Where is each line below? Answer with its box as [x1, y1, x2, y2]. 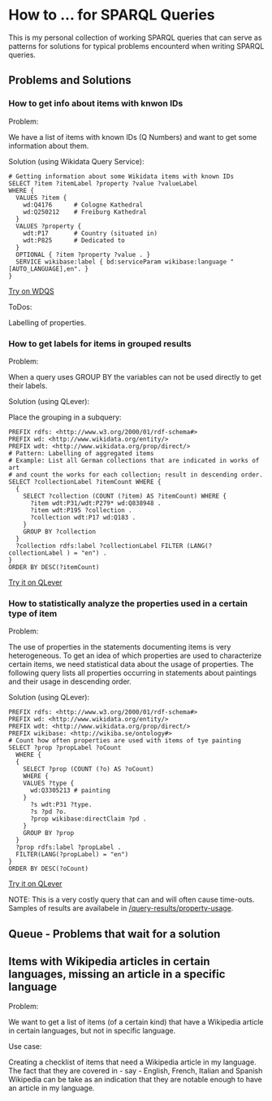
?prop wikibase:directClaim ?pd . [29, 815, 148, 823]
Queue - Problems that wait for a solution [8, 927, 221, 941]
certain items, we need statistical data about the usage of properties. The [8, 659, 254, 669]
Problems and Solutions [8, 73, 132, 87]
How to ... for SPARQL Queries [8, 6, 215, 24]
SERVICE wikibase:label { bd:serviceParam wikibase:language [15, 258, 227, 266]
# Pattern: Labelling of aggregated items [8, 449, 154, 457]
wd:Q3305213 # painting [29, 786, 111, 794]
